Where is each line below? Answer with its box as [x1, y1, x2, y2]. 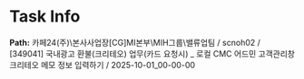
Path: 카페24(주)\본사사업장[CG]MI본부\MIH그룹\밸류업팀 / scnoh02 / [9, 37, 261, 48]
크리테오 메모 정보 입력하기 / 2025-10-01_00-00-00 [9, 59, 196, 70]
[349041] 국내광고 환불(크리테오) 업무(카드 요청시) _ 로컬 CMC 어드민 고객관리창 [9, 48, 295, 59]
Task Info [9, 6, 81, 27]
